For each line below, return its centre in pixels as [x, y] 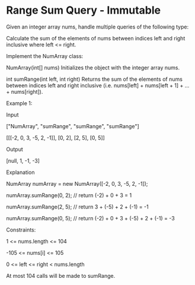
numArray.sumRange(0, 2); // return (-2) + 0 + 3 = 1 [69, 195]
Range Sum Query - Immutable [84, 10]
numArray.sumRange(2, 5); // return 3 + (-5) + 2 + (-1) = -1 [78, 207]
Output [15, 149]
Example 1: [19, 103]
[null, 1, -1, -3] [23, 160]
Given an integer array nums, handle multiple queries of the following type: [97, 27]
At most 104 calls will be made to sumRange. [61, 275]
